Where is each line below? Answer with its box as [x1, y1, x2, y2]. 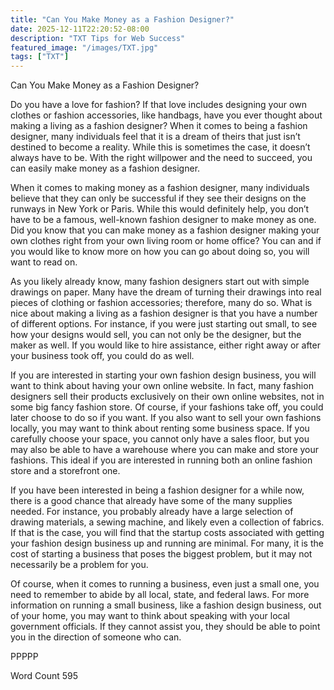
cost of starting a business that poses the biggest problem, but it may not [10, 548, 313, 560]
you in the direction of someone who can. [10, 631, 182, 643]
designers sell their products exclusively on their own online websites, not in [10, 391, 325, 403]
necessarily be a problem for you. [10, 559, 149, 571]
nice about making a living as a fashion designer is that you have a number [10, 307, 318, 320]
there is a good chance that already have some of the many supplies [10, 495, 293, 507]
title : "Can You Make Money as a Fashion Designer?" [10, 14, 235, 25]
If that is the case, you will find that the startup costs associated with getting [10, 527, 325, 539]
